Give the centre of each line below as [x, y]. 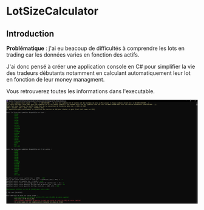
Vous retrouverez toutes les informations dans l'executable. [80, 91]
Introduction [30, 34]
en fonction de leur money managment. [56, 79]
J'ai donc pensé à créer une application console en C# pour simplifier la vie [101, 66]
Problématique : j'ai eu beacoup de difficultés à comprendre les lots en [96, 48]
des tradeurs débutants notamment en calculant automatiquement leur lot [98, 73]
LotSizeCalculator [53, 11]
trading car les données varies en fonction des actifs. [73, 55]
